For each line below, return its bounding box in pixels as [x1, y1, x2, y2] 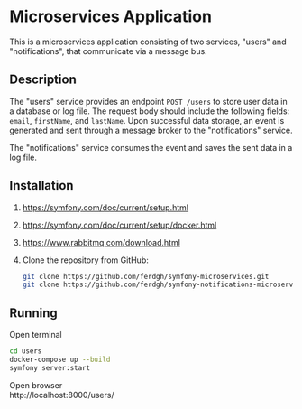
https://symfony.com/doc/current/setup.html [22, 201, 189, 213]
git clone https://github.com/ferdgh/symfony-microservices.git [22, 272, 270, 281]
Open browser [9, 379, 63, 390]
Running [9, 305, 59, 321]
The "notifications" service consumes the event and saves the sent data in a [9, 142, 293, 153]
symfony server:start [9, 363, 91, 372]
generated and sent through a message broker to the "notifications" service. [9, 125, 293, 135]
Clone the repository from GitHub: [22, 255, 149, 265]
